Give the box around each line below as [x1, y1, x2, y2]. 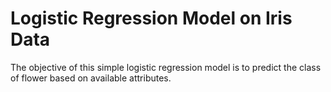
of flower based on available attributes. [10, 72, 172, 84]
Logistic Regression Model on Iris [10, 7, 293, 30]
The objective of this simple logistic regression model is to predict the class [10, 61, 322, 73]
